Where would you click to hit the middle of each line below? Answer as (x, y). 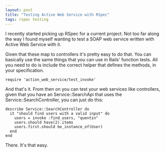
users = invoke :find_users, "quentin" (56, 118)
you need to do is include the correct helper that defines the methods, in (81, 65)
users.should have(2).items (44, 123)
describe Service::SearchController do (47, 109)
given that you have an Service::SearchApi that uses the (64, 95)
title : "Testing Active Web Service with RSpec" (57, 15)
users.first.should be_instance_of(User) (58, 127)
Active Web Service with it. (33, 45)
